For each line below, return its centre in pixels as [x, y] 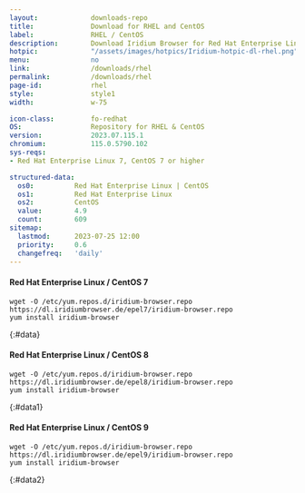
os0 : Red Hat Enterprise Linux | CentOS [113, 186]
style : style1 [63, 94]
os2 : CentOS [59, 202]
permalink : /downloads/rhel [81, 77]
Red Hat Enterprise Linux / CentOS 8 [79, 355]
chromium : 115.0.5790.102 [79, 144]
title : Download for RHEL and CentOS [107, 26]
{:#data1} [26, 407]
